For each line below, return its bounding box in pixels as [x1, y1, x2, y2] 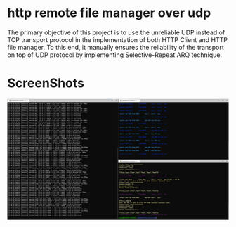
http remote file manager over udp [7, 5, 211, 21]
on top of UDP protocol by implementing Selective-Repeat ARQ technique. [7, 51, 223, 59]
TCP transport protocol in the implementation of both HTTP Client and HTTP [7, 35, 228, 44]
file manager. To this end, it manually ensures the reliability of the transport [7, 43, 225, 51]
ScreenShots [7, 75, 84, 91]
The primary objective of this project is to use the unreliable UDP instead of [7, 28, 225, 37]
